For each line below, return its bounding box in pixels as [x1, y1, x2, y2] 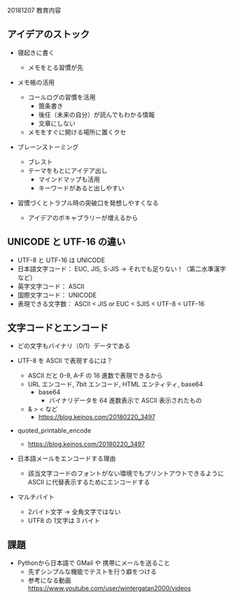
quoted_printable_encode [17, 426, 92, 435]
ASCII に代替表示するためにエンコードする [27, 478, 150, 486]
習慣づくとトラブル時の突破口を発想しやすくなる [17, 199, 159, 207]
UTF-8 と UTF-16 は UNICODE [17, 256, 106, 264]
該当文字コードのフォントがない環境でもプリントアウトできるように [27, 469, 225, 477]
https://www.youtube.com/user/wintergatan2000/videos [27, 584, 191, 593]
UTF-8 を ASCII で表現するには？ [17, 356, 113, 365]
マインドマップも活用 [38, 175, 100, 183]
